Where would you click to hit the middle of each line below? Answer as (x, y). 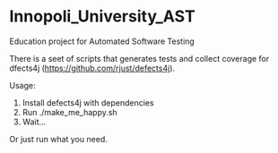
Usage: (22, 85)
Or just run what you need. (58, 139)
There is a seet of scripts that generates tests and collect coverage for (139, 58)
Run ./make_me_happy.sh (70, 112)
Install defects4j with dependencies (88, 102)
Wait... (34, 122)
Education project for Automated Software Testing (102, 41)
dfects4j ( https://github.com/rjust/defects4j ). (92, 68)
